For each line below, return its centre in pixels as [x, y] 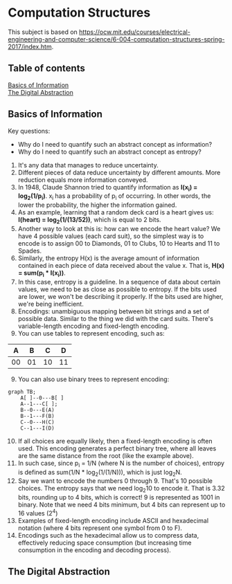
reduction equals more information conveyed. [83, 180]
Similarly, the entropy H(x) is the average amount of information [109, 258]
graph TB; [22, 392]
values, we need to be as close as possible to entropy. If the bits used [117, 289]
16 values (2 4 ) [38, 512]
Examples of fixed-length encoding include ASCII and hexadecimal [113, 520]
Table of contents [46, 68]
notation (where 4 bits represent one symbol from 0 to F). [100, 528]
